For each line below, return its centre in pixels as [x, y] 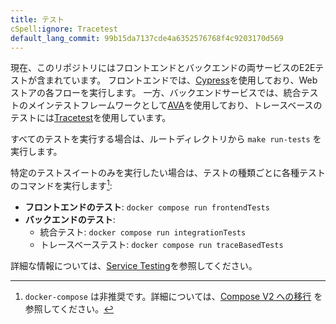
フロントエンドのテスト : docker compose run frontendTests [147, 207]
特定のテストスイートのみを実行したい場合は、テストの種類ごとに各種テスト [168, 173]
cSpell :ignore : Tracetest [64, 29]
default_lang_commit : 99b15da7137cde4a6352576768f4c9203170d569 [147, 38]
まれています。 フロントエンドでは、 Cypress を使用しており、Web [181, 80]
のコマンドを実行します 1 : [61, 185]
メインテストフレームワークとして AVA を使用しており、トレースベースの [175, 105]
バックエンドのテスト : [70, 220]
